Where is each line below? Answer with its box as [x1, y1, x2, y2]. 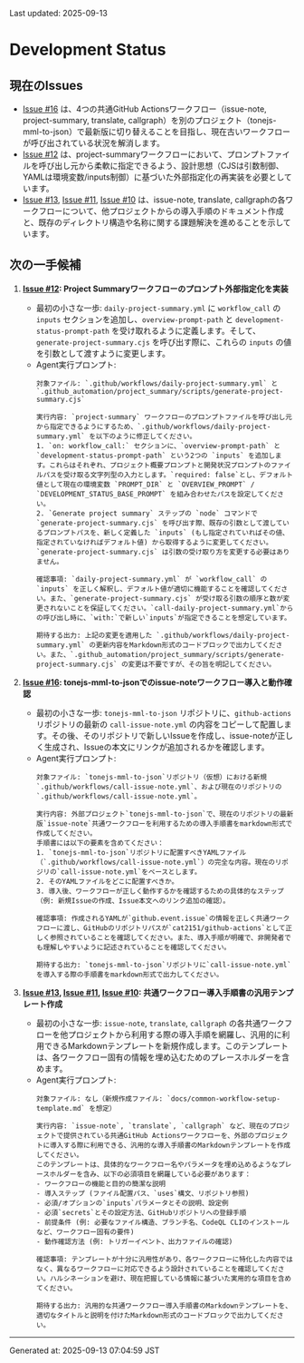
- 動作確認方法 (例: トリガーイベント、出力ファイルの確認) [35, 1237, 233, 1246]
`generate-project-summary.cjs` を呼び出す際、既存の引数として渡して [35, 518, 283, 527]
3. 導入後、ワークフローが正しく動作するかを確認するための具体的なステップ [35, 887, 285, 896]
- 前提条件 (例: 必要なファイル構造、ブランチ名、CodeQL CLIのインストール [35, 1218, 290, 1227]
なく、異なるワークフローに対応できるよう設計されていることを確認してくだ [35, 1264, 279, 1273]
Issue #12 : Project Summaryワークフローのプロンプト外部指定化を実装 [22, 283, 290, 294]
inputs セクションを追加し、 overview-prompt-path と [35, 313, 233, 325]
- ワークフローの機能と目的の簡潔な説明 [35, 1179, 166, 1188]
